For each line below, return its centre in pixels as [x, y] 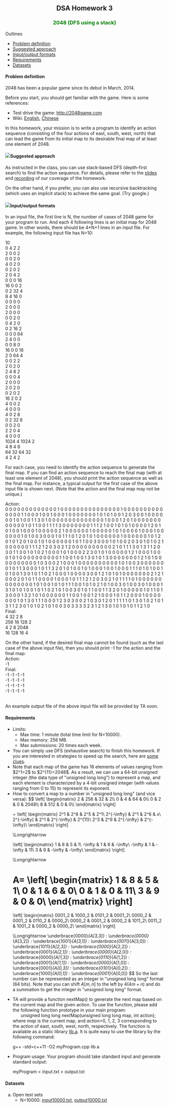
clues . [19, 761]
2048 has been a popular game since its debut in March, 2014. [70, 87]
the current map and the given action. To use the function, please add [85, 1005]
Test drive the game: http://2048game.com [57, 113]
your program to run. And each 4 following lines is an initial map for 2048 [81, 222]
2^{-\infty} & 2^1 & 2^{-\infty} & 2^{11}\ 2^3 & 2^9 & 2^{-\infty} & [78, 819]
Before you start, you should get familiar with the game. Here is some [77, 98]
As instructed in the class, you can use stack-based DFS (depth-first [76, 168]
